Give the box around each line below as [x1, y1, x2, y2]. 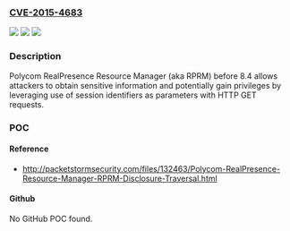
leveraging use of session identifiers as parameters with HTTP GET [9, 90, 257, 100]
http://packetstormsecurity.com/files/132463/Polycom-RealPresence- [21, 163, 280, 174]
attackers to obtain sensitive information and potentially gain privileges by [9, 80, 282, 90]
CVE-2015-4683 [9, 6, 83, 19]
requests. [9, 98, 45, 109]
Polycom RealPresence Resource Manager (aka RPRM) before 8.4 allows [9, 70, 278, 81]
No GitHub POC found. [9, 213, 93, 224]
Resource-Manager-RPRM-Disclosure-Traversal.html [21, 173, 217, 184]
